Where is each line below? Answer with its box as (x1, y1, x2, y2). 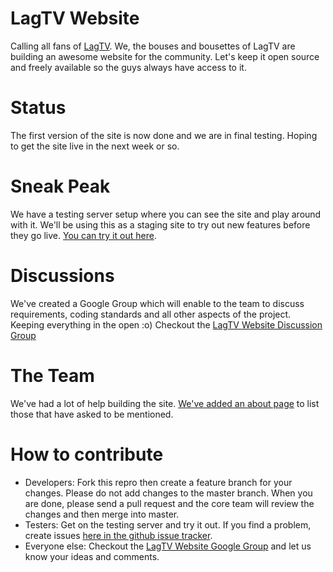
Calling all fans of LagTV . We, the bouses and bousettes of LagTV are (10, 40, 296, 52)
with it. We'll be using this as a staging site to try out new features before (10, 218, 311, 231)
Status (10, 97, 67, 119)
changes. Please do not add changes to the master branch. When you (24, 487, 313, 499)
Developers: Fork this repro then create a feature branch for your (24, 476, 293, 488)
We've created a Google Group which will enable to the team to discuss (10, 297, 305, 309)
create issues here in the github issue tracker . (24, 529, 213, 541)
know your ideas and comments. (24, 550, 160, 562)
